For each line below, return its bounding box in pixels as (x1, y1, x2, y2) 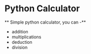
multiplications (11, 34, 42, 40)
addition (11, 28, 28, 34)
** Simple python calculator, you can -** (4, 19, 86, 25)
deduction (11, 39, 33, 45)
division (11, 44, 28, 50)
